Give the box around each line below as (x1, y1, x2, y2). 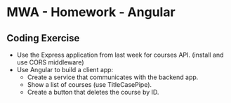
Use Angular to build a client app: (16, 66, 114, 74)
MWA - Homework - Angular (6, 4, 176, 20)
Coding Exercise (6, 32, 80, 44)
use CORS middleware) (16, 58, 84, 67)
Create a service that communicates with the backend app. (27, 73, 199, 81)
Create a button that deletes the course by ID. (27, 88, 159, 96)
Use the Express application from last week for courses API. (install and (16, 50, 224, 59)
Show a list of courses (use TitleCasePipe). (27, 81, 152, 88)
